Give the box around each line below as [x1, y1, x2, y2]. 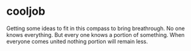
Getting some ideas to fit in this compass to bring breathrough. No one [6, 25, 185, 32]
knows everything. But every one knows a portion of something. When [6, 31, 185, 38]
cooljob [6, 4, 45, 18]
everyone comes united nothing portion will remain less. [6, 37, 149, 45]
